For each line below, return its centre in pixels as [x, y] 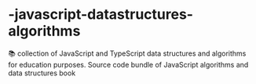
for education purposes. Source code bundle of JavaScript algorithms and [128, 64]
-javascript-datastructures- [101, 15]
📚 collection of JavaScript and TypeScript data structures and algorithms [127, 53]
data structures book [42, 73]
